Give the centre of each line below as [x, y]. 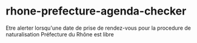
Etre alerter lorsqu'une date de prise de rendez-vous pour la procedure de [98, 28]
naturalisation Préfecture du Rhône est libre [60, 34]
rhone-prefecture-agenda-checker [96, 11]
